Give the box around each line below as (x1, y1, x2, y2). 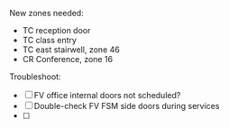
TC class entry (22, 35, 77, 45)
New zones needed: (9, 8, 84, 18)
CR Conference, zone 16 (22, 54, 114, 64)
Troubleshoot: (9, 71, 61, 82)
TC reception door (22, 25, 91, 35)
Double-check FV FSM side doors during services (33, 101, 220, 111)
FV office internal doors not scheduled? (33, 90, 181, 100)
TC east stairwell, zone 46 (22, 44, 120, 55)
